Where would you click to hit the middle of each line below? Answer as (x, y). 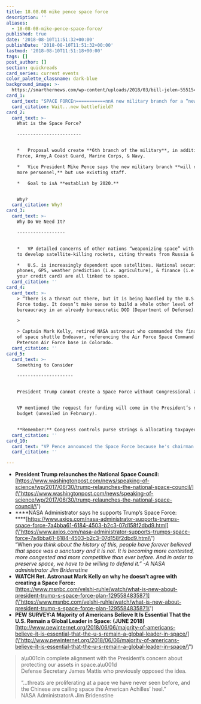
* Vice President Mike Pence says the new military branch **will (104, 167)
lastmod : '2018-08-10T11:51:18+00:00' (54, 51)
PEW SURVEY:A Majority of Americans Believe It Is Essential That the (103, 615)
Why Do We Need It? (41, 222)
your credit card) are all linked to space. (73, 276)
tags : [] (17, 56)
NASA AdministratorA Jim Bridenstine (67, 696)
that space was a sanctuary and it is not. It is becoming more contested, (104, 551)
